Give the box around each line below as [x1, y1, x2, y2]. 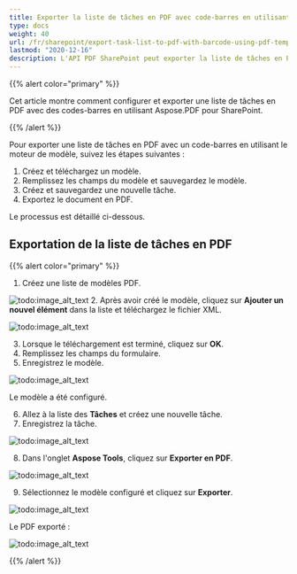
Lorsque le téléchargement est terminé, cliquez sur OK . [21, 338, 224, 349]
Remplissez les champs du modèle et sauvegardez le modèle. [21, 175, 247, 186]
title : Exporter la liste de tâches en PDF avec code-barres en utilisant [9, 12, 291, 22]
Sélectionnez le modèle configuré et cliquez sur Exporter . [21, 486, 233, 497]
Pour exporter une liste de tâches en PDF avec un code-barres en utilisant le [9, 139, 288, 150]
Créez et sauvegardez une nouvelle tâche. [21, 185, 177, 195]
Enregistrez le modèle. [21, 357, 104, 368]
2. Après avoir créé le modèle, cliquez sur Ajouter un [90, 294, 285, 306]
